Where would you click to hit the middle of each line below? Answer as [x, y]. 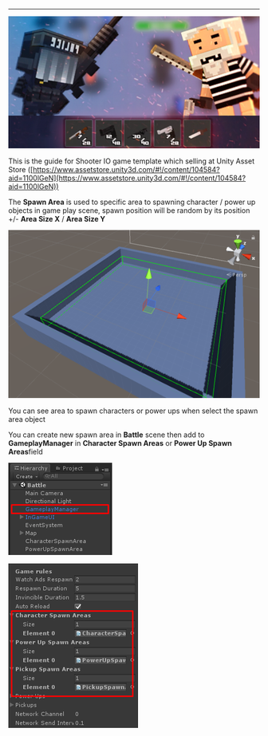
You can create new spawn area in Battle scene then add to [106, 435]
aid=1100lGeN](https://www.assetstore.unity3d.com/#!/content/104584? [127, 178]
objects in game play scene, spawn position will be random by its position [129, 210]
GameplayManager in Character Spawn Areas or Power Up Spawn [120, 443]
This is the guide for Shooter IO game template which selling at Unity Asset [132, 161]
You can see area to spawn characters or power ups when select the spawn [133, 411]
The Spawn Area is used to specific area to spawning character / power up [132, 202]
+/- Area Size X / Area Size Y [57, 218]
